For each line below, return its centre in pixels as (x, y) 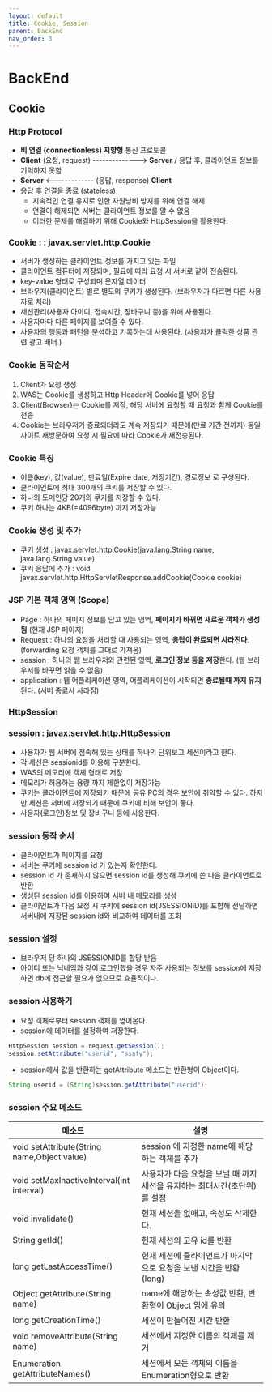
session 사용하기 (40, 1001)
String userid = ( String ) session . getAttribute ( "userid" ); (108, 1085)
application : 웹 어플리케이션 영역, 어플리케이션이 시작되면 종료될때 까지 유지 (140, 680)
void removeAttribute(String (66, 1336)
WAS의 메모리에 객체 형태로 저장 (71, 772)
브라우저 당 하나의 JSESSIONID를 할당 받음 (89, 958)
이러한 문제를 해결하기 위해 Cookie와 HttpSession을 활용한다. (130, 221)
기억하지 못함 (41, 170)
